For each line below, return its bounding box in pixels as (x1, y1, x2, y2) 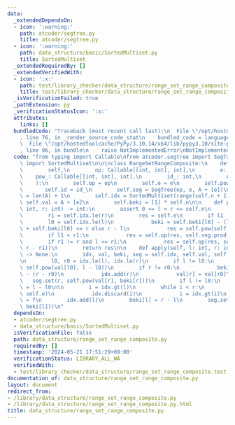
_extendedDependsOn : (13, 17, 73, 24)
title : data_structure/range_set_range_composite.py (7, 407, 164, 414)
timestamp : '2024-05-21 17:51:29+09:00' (13, 349, 133, 356)
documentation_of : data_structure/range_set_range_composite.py (7, 375, 199, 382)
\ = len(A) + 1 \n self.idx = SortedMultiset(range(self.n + (20, 193, 220, 200)
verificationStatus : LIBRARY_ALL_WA (13, 355, 120, 363)
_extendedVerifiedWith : (13, 69, 83, 76)
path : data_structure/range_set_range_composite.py (13, 335, 168, 343)
